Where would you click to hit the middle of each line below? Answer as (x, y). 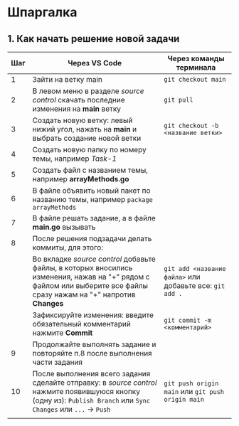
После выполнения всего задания (91, 374)
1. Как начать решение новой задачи (94, 39)
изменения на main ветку (77, 109)
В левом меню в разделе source (88, 91)
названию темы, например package (92, 199)
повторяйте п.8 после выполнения (92, 353)
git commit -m (188, 320)
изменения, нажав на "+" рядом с (91, 277)
